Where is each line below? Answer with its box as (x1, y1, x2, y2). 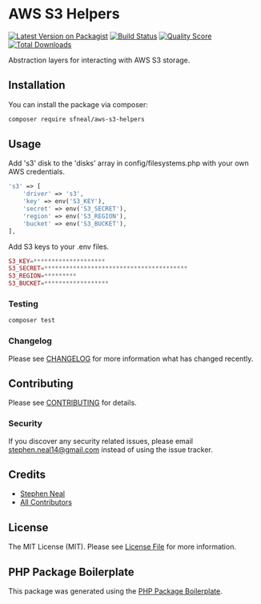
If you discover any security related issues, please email (8, 436, 194, 446)
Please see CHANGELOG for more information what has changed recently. (8, 354, 254, 363)
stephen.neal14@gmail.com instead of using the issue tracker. (8, 445, 214, 454)
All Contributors (19, 498, 72, 507)
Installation (8, 78, 66, 92)
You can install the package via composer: (8, 99, 148, 109)
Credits (8, 468, 46, 482)
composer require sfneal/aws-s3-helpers (8, 115, 146, 123)
